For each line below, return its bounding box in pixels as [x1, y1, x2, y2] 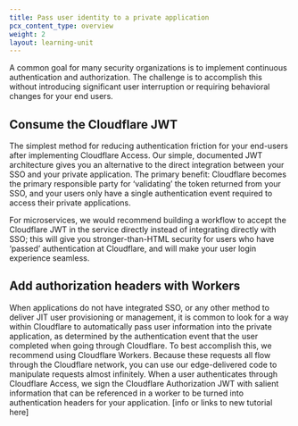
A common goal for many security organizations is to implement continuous [9, 63, 287, 73]
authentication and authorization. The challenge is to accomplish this [9, 72, 263, 83]
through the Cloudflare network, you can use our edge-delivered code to [9, 359, 277, 370]
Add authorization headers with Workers [9, 279, 241, 294]
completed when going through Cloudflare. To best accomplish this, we [9, 340, 272, 351]
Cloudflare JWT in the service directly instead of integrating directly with [9, 224, 277, 235]
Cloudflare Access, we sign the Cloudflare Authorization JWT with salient [9, 378, 279, 388]
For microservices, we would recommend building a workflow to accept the [9, 215, 287, 226]
